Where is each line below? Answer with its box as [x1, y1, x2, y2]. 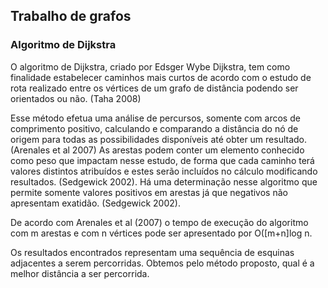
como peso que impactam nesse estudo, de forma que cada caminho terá [10, 154, 315, 166]
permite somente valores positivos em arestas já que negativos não [10, 186, 288, 198]
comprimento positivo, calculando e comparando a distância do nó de [10, 122, 299, 134]
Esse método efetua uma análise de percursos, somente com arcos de [10, 112, 301, 124]
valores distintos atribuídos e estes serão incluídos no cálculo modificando [10, 165, 318, 177]
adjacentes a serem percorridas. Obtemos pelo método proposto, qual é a [10, 257, 315, 269]
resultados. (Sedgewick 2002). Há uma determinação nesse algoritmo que [10, 175, 318, 188]
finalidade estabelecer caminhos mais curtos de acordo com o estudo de [10, 71, 312, 83]
